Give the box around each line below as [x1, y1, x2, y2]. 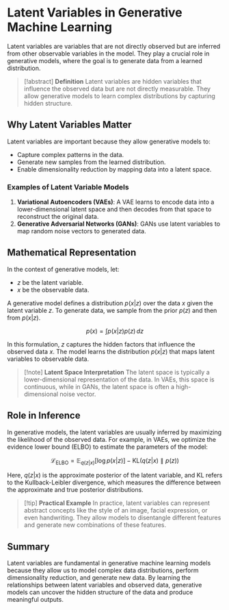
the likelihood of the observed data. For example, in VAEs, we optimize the [7, 435, 217, 443]
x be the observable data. [16, 285, 90, 294]
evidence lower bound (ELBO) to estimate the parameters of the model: [7, 443, 208, 451]
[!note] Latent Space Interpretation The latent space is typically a [23, 368, 210, 376]
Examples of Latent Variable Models [7, 182, 129, 191]
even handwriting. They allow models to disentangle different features [23, 513, 221, 522]
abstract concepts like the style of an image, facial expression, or [23, 506, 208, 515]
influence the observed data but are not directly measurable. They [23, 84, 211, 93]
